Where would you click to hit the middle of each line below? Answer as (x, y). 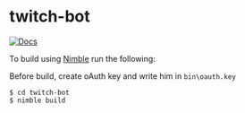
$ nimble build (38, 100)
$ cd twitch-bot (39, 92)
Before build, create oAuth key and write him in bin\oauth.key (123, 76)
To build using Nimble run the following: (83, 58)
